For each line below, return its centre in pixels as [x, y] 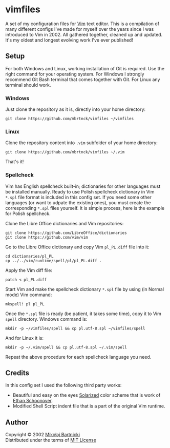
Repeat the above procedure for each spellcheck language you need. [78, 357]
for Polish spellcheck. [28, 213]
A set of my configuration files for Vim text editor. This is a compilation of [82, 24]
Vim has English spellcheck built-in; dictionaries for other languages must [83, 186]
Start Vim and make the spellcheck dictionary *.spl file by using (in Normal [85, 289]
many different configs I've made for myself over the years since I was [80, 29]
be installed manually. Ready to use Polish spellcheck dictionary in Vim [80, 191]
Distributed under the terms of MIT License [51, 440]
